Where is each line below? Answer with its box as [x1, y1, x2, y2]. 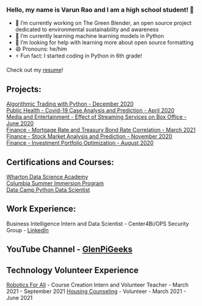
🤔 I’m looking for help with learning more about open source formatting [15, 39, 194, 46]
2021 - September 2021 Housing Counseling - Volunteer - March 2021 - [6, 287, 186, 295]
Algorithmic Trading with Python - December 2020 [6, 100, 134, 107]
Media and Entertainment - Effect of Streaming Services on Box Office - [6, 113, 187, 121]
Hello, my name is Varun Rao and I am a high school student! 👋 [6, 5, 194, 14]
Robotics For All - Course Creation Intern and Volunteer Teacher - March [6, 281, 189, 288]
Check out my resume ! [6, 67, 63, 74]
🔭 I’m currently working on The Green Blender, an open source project [15, 20, 192, 27]
